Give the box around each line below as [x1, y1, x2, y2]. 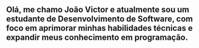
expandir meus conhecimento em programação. [6, 33, 188, 43]
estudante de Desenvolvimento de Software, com [6, 14, 193, 24]
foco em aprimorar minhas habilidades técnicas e [6, 23, 193, 33]
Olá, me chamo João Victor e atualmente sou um [6, 5, 189, 15]
